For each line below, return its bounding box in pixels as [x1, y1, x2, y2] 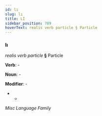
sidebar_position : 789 [5, 21, 51, 26]
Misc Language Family [5, 105, 51, 111]
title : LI [5, 16, 25, 21]
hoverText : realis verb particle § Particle [5, 25, 98, 30]
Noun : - [5, 71, 21, 77]
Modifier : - [5, 81, 28, 87]
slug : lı [5, 12, 23, 17]
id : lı [5, 7, 19, 12]
